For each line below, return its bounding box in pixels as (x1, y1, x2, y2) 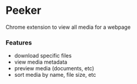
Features (5, 38, 32, 47)
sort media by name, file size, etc (14, 71, 96, 79)
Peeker (5, 4, 41, 17)
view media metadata (14, 58, 68, 66)
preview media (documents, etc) (14, 65, 95, 72)
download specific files (14, 52, 72, 59)
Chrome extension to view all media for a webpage (5, 23, 131, 31)
